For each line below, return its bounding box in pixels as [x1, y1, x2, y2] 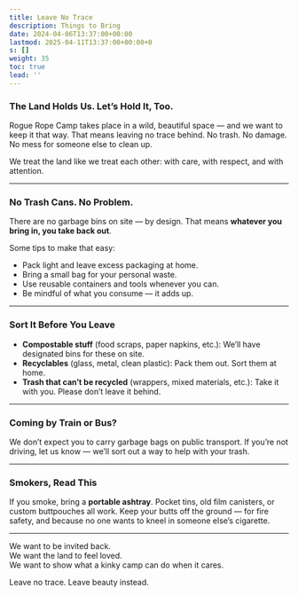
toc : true [9, 63, 46, 72]
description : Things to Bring [9, 21, 122, 30]
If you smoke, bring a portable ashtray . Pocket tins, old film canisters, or [9, 497, 275, 507]
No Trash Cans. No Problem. [9, 196, 134, 208]
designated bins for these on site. [21, 348, 145, 359]
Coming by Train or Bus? [9, 416, 117, 428]
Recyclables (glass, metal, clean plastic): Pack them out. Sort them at [21, 357, 277, 368]
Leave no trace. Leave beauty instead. [9, 577, 149, 588]
